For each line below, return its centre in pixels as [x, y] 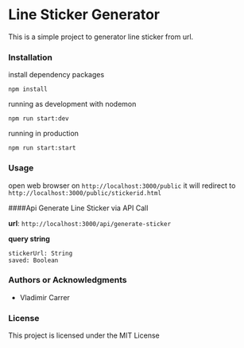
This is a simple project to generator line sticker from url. [101, 37]
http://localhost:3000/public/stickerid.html [85, 193]
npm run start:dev [39, 119]
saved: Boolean [33, 260]
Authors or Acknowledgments [68, 280]
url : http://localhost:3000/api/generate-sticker [90, 223]
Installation [31, 57]
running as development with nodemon [72, 104]
